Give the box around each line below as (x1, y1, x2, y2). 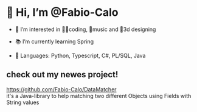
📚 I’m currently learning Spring (15, 38, 94, 45)
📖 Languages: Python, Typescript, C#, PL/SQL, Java (15, 52, 146, 59)
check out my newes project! (6, 69, 119, 80)
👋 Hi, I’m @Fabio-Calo (6, 5, 119, 19)
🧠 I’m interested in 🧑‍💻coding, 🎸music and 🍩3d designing (15, 26, 156, 33)
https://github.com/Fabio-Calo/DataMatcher (6, 85, 117, 93)
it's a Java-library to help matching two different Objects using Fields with (6, 92, 192, 99)
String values (6, 99, 40, 106)
